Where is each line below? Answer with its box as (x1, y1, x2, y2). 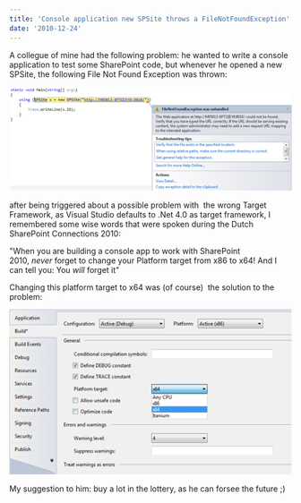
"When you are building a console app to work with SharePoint (9, 246, 241, 257)
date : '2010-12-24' (9, 23, 82, 33)
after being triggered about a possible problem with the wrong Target (9, 200, 267, 210)
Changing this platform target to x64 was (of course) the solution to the (9, 282, 275, 293)
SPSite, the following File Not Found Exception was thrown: (9, 68, 228, 80)
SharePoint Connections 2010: (9, 228, 121, 239)
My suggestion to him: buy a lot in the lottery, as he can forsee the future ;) (9, 483, 286, 494)
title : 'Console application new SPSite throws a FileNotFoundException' (9, 14, 291, 23)
